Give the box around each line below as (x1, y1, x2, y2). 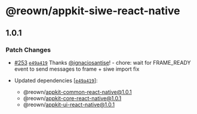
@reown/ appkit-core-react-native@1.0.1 (23, 94, 122, 102)
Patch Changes (5, 46, 51, 54)
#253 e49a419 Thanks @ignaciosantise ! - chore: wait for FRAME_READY (14, 59, 191, 66)
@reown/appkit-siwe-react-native (5, 4, 180, 18)
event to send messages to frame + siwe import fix (14, 65, 140, 72)
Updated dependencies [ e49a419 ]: (14, 77, 98, 84)
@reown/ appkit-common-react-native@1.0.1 (23, 88, 132, 96)
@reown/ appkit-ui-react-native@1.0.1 (23, 101, 115, 108)
